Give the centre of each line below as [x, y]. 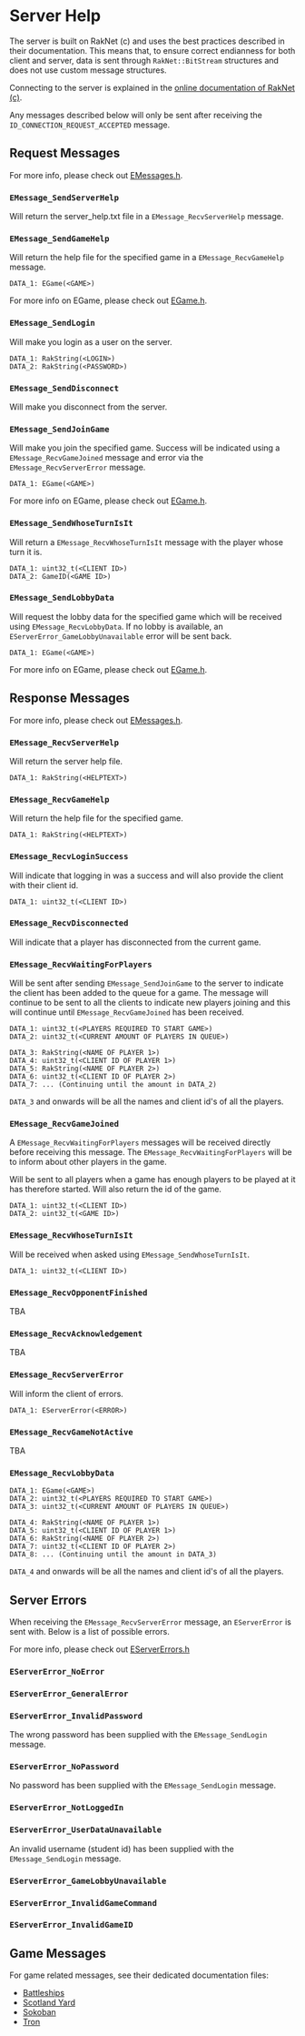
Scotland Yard [49, 2002]
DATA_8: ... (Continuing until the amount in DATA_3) [113, 1555]
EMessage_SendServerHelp [64, 198]
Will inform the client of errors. [67, 1393]
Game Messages [58, 1953]
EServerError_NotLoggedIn [67, 1808]
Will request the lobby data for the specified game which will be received [146, 616]
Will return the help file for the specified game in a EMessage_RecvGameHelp [147, 258]
